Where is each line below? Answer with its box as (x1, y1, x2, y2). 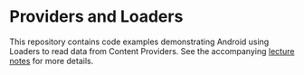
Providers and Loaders (9, 6, 184, 27)
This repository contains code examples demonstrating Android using (9, 36, 270, 47)
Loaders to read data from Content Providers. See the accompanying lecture (9, 45, 295, 56)
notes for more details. (9, 55, 94, 66)
